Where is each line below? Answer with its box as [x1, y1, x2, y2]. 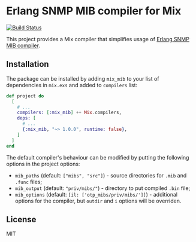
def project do [6, 93, 44, 99]
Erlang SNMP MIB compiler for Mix [6, 4, 182, 18]
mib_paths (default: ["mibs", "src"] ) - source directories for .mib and [14, 171, 187, 179]
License [6, 214, 37, 225]
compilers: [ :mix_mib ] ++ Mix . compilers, [17, 109, 122, 116]
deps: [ [17, 115, 36, 121]
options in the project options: [6, 160, 80, 167]
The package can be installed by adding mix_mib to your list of [6, 75, 159, 82]
